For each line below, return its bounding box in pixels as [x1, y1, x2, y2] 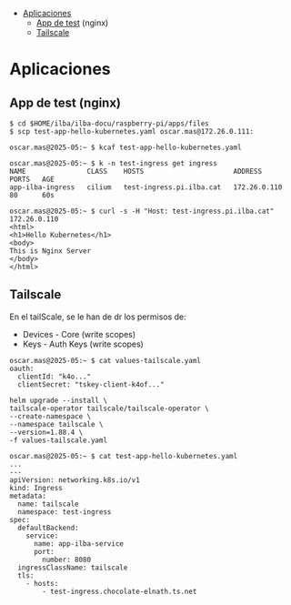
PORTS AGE [9, 175, 55, 184]
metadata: [9, 491, 47, 500]
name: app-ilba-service [33, 539, 125, 549]
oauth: [9, 364, 35, 373]
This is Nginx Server [9, 247, 92, 256]
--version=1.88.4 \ [9, 428, 84, 437]
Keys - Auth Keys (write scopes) [22, 338, 144, 349]
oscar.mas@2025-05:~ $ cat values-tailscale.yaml [9, 356, 202, 365]
